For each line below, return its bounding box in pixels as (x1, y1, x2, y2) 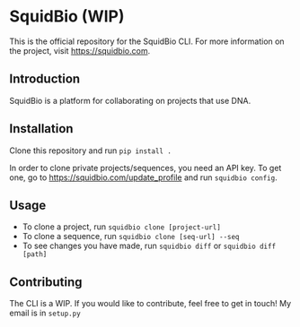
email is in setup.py (9, 307, 81, 319)
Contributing (9, 274, 83, 289)
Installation (9, 121, 74, 136)
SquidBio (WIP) (9, 6, 125, 27)
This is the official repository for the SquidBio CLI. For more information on (9, 36, 285, 47)
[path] (22, 250, 48, 259)
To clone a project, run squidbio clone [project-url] (22, 221, 222, 232)
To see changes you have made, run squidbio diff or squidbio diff (22, 240, 277, 252)
